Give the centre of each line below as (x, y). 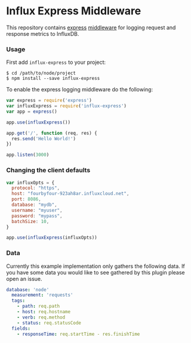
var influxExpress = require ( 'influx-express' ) (67, 106)
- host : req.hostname (44, 312)
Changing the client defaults (48, 170)
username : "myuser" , (37, 210)
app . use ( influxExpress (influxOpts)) (52, 238)
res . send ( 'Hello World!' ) (44, 138)
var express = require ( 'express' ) (49, 101)
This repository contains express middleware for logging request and (91, 27)
